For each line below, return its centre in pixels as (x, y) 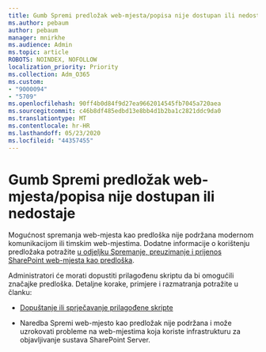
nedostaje (42, 213)
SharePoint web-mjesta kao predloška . (71, 260)
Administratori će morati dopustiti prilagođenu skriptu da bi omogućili (121, 276)
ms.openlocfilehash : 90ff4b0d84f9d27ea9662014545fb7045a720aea (115, 104)
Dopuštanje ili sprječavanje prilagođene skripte (96, 308)
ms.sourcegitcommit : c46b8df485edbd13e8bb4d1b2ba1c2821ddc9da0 (115, 112)
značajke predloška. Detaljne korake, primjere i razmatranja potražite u (123, 284)
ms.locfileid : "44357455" (51, 140)
